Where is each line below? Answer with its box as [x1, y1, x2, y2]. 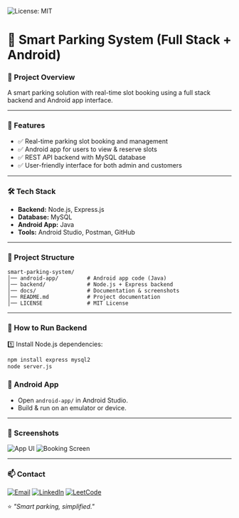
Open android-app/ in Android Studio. [17, 396, 128, 405]
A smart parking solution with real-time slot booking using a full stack [7, 88, 211, 97]
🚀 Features [7, 121, 46, 131]
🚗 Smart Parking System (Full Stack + [7, 32, 232, 48]
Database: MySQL [17, 213, 73, 221]
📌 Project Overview [7, 72, 75, 82]
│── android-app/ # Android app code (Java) [7, 275, 167, 282]
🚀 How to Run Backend [7, 323, 87, 333]
